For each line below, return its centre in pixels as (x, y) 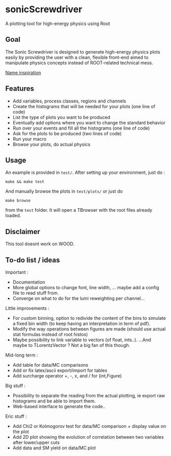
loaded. (13, 216)
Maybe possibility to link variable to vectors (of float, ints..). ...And (82, 340)
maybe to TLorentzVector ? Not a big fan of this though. (71, 345)
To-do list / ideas (33, 260)
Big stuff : (16, 386)
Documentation (29, 282)
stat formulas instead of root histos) (50, 334)
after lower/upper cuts (36, 442)
